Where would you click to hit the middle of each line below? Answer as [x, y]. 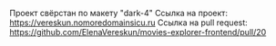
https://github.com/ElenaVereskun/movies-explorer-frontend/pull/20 [138, 32]
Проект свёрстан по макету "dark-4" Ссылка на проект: [118, 13]
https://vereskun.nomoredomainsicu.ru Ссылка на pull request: [128, 23]
